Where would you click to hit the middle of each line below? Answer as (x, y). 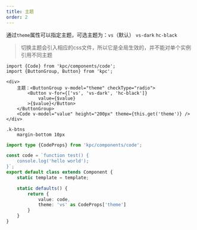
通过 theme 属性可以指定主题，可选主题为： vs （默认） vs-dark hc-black (92, 35)
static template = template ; (53, 178)
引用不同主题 (36, 55)
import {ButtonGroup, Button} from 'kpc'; (60, 71)
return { (38, 194)
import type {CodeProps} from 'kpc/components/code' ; (74, 145)
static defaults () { (42, 188)
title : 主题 (20, 12)
